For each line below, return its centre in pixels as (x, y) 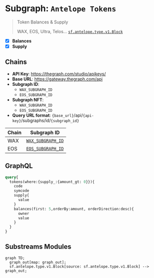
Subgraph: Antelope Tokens (61, 9)
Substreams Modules (38, 247)
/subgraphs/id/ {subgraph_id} (50, 120)
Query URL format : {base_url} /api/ (48, 115)
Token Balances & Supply (42, 22)
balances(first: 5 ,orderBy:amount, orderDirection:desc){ (74, 209)
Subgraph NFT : (28, 99)
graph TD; (15, 258)
